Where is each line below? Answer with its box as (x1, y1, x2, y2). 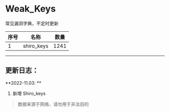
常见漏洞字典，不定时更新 (5, 20, 59, 26)
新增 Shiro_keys (12, 90, 46, 96)
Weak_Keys (5, 3, 56, 15)
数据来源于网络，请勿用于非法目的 (17, 101, 89, 107)
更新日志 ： (5, 66, 39, 75)
